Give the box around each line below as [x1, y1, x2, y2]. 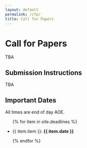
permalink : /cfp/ [5, 12, 41, 17]
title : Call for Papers [5, 16, 54, 21]
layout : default [5, 7, 39, 12]
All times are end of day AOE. [5, 109, 65, 115]
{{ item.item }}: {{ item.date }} [12, 128, 74, 134]
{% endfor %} [12, 138, 41, 144]
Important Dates [5, 96, 56, 104]
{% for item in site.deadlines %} [12, 118, 78, 124]
